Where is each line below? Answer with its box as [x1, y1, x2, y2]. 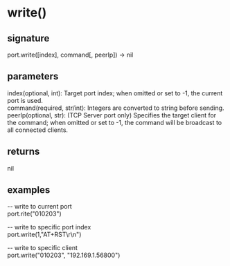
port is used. [7, 96, 44, 104]
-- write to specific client [7, 244, 78, 252]
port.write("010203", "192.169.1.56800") [7, 251, 121, 260]
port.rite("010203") [7, 209, 62, 218]
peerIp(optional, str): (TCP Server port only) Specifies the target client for [7, 111, 217, 119]
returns [7, 146, 40, 158]
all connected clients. [7, 126, 68, 134]
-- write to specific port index [7, 223, 91, 231]
